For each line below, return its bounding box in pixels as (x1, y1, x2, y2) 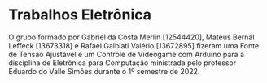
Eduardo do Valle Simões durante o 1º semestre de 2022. (8, 66, 200, 76)
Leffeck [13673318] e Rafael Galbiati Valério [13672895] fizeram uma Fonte (8, 40, 260, 50)
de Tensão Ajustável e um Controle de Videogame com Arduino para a (8, 49, 245, 59)
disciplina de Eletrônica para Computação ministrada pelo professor (8, 58, 237, 68)
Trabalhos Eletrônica (8, 6, 152, 24)
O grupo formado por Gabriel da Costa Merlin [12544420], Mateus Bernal (8, 32, 255, 42)
